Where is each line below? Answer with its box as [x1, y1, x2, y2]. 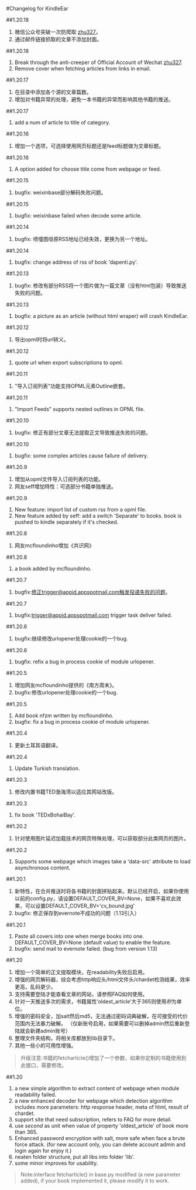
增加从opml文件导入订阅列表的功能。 [14, 476, 104, 483]
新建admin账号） [30, 1028, 71, 1034]
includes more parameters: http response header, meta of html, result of [14, 1104, 189, 1110]
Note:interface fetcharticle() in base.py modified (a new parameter [20, 1171, 181, 1178]
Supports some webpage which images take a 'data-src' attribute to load [14, 858, 191, 864]
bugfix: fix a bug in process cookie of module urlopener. [14, 718, 150, 725]
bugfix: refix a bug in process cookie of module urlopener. [14, 658, 155, 665]
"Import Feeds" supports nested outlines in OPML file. [14, 406, 145, 412]
